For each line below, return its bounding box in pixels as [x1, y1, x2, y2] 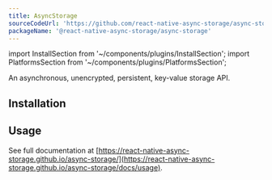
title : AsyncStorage [8, 11, 79, 20]
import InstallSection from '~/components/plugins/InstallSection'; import [8, 49, 250, 59]
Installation [8, 96, 66, 110]
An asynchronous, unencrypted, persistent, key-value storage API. [8, 73, 231, 83]
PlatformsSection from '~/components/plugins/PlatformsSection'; [8, 57, 227, 67]
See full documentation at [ [8, 145, 99, 155]
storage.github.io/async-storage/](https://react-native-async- [8, 154, 215, 164]
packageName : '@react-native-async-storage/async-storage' [8, 27, 212, 35]
